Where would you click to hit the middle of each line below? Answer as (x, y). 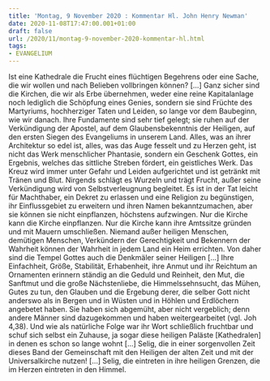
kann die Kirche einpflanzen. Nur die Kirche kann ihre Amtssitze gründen (130, 223)
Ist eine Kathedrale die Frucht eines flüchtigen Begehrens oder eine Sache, (134, 77)
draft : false (30, 31)
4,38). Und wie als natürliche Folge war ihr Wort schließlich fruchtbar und (131, 326)
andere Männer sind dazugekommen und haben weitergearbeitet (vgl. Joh (133, 318)
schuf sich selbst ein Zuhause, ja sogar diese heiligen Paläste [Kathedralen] (135, 335)
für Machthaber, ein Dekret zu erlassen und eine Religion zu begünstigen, (131, 197)
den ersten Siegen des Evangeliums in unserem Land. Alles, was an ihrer (130, 137)
